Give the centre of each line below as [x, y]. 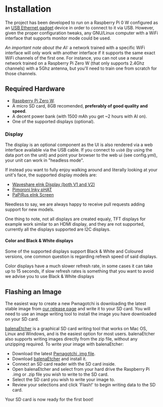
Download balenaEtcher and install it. [49, 359]
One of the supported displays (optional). [53, 121]
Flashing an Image [33, 292]
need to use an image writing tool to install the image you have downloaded [81, 314]
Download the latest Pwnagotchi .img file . [54, 354]
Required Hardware [35, 89]
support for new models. [30, 210]
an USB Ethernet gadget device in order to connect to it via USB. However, [80, 27]
